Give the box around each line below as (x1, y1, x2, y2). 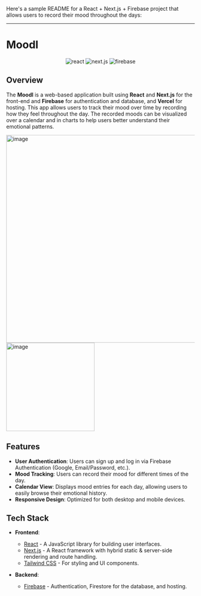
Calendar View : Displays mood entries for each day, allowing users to (14, 483, 187, 490)
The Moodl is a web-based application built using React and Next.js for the (6, 91, 193, 98)
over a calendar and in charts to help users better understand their (6, 116, 170, 123)
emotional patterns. (6, 123, 54, 130)
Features (6, 441, 40, 452)
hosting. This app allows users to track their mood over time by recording (6, 104, 187, 111)
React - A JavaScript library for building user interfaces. (23, 540, 162, 547)
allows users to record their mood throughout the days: (6, 11, 142, 19)
